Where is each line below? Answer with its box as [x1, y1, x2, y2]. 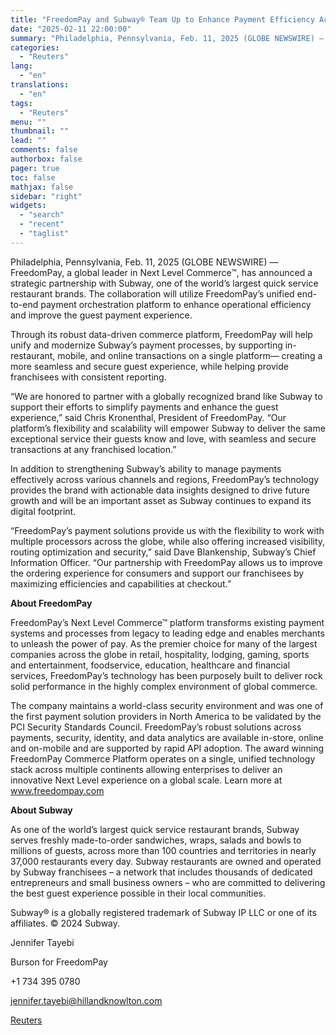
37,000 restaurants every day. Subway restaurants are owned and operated [10, 855, 322, 867]
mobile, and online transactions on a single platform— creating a [57, 349, 323, 361]
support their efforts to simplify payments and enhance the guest [10, 401, 279, 413]
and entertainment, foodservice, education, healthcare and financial [10, 659, 291, 671]
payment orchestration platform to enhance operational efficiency [40, 298, 312, 310]
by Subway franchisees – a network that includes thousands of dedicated [10, 866, 313, 878]
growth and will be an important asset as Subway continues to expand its [10, 494, 312, 506]
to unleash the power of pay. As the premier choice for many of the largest [10, 637, 318, 650]
